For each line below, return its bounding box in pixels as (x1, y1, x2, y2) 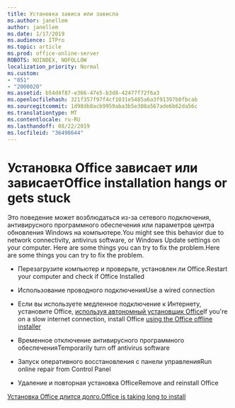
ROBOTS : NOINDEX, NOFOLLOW (7, 57, 87, 64)
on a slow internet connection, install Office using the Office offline (17, 315, 213, 324)
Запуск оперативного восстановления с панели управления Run (17, 358, 212, 366)
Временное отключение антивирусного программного (17, 336, 185, 345)
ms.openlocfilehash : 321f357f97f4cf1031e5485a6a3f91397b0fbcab (7, 97, 198, 104)
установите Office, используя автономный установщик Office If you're (17, 307, 228, 316)
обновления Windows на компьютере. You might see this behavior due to (7, 228, 224, 237)
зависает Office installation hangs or (7, 175, 228, 191)
